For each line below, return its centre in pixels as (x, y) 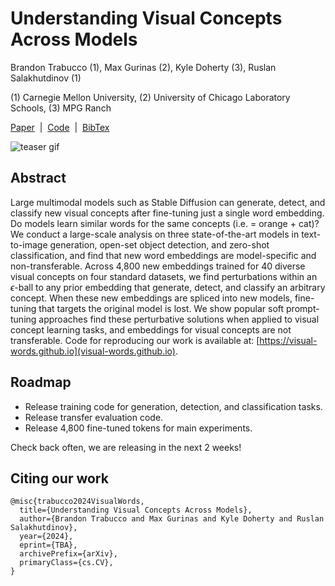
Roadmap (41, 382)
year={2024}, (46, 537)
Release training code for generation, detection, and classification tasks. (173, 406)
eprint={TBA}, (48, 545)
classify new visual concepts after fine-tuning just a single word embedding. (167, 213)
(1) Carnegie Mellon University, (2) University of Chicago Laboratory (150, 97)
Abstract (38, 178)
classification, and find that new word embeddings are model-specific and (163, 255)
